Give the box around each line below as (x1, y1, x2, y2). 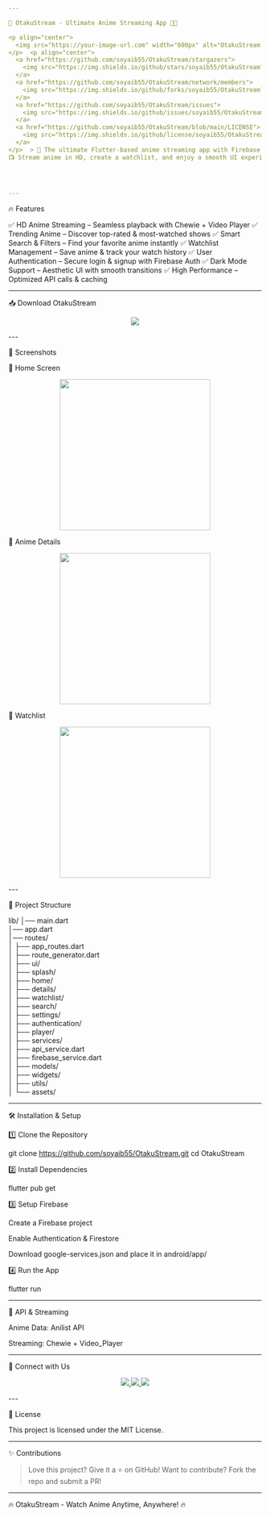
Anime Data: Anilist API (8, 1323, 84, 1332)
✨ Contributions (8, 1448, 62, 1457)
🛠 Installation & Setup (8, 1110, 82, 1120)
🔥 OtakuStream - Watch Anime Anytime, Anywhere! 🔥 (8, 1499, 186, 1509)
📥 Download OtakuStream (8, 297, 96, 307)
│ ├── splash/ (8, 966, 56, 976)
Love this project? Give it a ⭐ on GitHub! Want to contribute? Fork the (27, 1465, 256, 1474)
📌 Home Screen (8, 363, 60, 372)
